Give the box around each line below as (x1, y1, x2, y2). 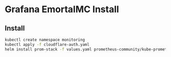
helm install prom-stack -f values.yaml (5, 47, 92, 52)
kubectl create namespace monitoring (5, 37, 85, 42)
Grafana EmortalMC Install (5, 4, 119, 15)
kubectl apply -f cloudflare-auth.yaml (5, 42, 90, 47)
